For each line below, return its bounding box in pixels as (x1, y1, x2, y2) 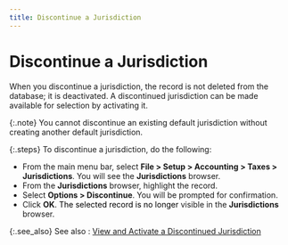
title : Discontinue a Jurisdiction (9, 12, 142, 22)
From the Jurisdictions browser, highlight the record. (21, 180, 218, 191)
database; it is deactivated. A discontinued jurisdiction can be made (9, 90, 259, 101)
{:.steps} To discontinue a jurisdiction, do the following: (9, 143, 212, 154)
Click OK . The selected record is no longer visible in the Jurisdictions (21, 199, 279, 209)
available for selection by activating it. (9, 100, 149, 110)
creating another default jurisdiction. (9, 127, 144, 137)
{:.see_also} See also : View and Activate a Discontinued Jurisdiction (9, 225, 261, 236)
